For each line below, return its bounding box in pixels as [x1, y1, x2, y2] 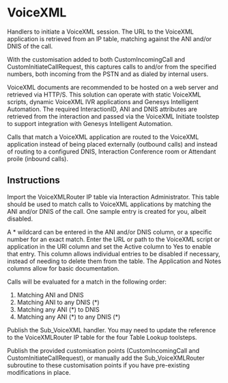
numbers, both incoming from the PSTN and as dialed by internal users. [7, 70, 209, 78]
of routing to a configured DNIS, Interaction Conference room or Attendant [7, 147, 216, 156]
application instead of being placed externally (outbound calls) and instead [7, 140, 218, 148]
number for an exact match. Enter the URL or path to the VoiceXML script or [7, 235, 220, 243]
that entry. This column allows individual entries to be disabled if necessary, [7, 249, 220, 258]
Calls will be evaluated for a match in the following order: [7, 277, 167, 286]
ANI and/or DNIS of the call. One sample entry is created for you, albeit [7, 207, 207, 215]
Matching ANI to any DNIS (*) [16, 298, 100, 306]
